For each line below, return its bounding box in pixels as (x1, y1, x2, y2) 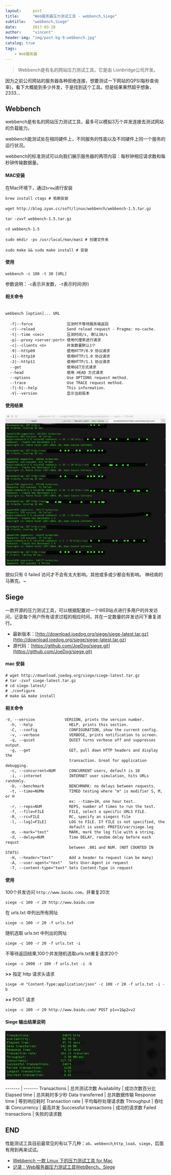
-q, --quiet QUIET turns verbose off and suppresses (10, 738, 156, 743)
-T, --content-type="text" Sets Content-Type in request (10, 866, 133, 871)
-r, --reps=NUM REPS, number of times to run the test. (10, 804, 156, 809)
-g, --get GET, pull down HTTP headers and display (10, 748, 158, 753)
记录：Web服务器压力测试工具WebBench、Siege (12, 1164, 116, 1170)
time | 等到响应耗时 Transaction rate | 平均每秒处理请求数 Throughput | (5, 1098, 154, 1104)
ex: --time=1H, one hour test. (69, 799, 136, 804)
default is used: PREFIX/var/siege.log (69, 825, 154, 830)
